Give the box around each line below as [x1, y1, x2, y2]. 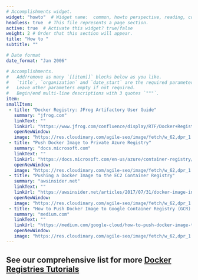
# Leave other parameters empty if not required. [6, 85, 136, 91]
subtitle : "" [6, 42, 38, 48]
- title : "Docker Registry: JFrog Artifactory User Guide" [8, 107, 157, 113]
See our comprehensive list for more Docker [6, 255, 172, 265]
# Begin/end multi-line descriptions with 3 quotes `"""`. [6, 90, 160, 96]
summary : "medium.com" [14, 211, 70, 217]
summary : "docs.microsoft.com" [14, 145, 91, 151]
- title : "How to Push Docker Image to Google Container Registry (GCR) [8, 206, 192, 211]
